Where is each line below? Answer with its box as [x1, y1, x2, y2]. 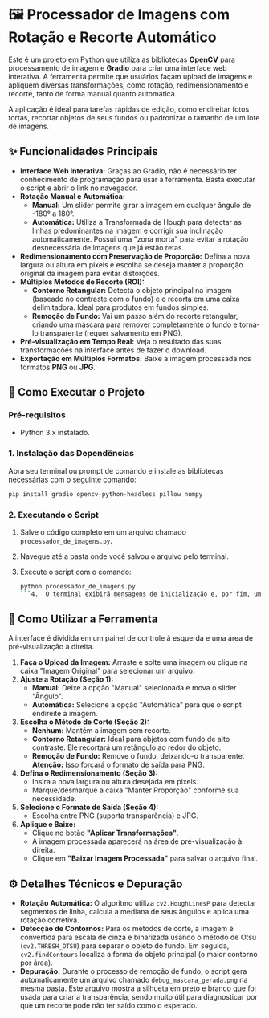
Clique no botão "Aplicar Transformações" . [31, 828, 179, 838]
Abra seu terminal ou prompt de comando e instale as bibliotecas [8, 466, 224, 475]
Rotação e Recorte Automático [8, 28, 217, 47]
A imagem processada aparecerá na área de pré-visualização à [31, 837, 243, 846]
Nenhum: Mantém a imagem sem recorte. [31, 726, 171, 735]
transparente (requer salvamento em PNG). [39, 328, 183, 337]
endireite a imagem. [31, 709, 98, 719]
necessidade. [31, 794, 77, 804]
